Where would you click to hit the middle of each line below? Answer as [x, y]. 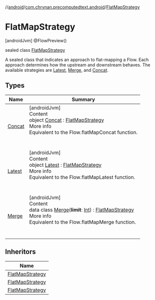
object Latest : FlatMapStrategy [65, 165]
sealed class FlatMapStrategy [35, 50]
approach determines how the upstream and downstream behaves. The [78, 65]
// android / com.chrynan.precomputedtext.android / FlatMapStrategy [73, 7]
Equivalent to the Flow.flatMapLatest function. [82, 177]
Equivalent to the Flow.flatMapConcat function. [83, 132]
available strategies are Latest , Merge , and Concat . [57, 70]
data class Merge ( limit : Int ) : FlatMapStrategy [82, 210]
